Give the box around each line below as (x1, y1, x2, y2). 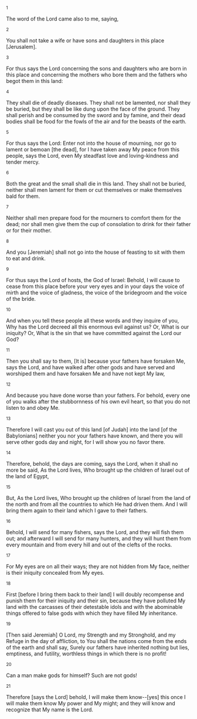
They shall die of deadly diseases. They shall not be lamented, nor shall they (6, 100, 191, 106)
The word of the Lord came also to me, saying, (6, 15, 119, 22)
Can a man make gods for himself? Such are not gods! (6, 672, 138, 679)
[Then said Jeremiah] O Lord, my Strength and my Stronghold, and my (6, 631, 176, 638)
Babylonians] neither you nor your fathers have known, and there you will (6, 432, 183, 439)
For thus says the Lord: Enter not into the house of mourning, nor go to (6, 140, 177, 147)
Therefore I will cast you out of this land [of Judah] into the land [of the (6, 426, 178, 433)
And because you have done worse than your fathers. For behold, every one (6, 392, 191, 399)
